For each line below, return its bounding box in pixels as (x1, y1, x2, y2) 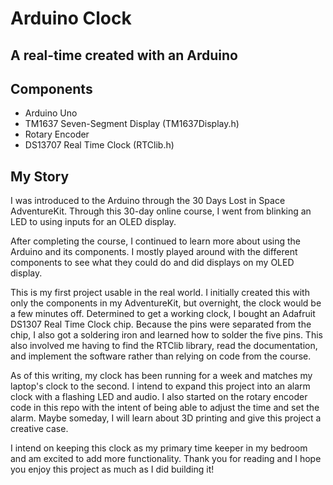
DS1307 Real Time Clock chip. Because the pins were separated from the (10, 318, 312, 331)
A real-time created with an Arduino (10, 47, 238, 64)
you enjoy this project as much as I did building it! (10, 463, 215, 476)
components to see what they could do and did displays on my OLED (10, 257, 295, 269)
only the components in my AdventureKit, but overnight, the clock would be (10, 297, 322, 309)
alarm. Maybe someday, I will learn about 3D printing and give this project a (10, 412, 322, 424)
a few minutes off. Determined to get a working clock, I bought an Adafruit (10, 308, 316, 320)
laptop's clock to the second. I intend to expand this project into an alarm (10, 380, 311, 392)
